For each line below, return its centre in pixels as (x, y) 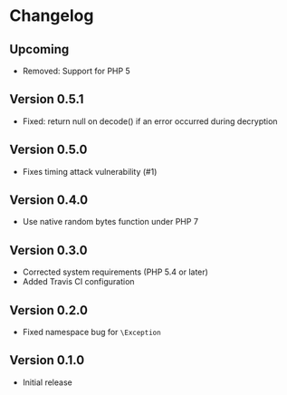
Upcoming (39, 49)
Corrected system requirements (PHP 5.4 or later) (115, 272)
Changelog (52, 16)
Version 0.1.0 (47, 360)
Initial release (47, 382)
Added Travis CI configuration (78, 282)
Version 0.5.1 (47, 99)
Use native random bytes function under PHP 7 (110, 222)
